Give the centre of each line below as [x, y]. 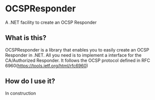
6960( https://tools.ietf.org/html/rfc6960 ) [47, 65]
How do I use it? [30, 81]
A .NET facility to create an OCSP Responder [51, 22]
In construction [21, 93]
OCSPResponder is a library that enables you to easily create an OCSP [77, 50]
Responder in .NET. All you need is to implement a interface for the [73, 55]
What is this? [26, 38]
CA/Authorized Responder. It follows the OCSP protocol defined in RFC [78, 60]
